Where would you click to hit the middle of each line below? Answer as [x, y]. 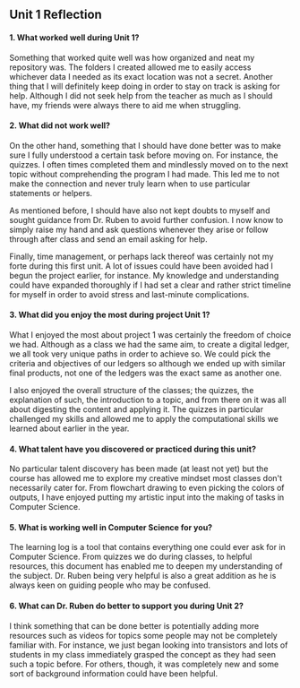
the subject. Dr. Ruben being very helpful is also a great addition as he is [143, 576]
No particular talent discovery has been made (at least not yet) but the [139, 469]
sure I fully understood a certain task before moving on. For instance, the [144, 155]
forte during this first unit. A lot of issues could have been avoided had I [141, 266]
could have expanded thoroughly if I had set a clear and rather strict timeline [150, 285]
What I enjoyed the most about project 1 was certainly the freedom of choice [150, 335]
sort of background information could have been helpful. [113, 673]
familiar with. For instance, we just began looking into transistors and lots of [149, 645]
